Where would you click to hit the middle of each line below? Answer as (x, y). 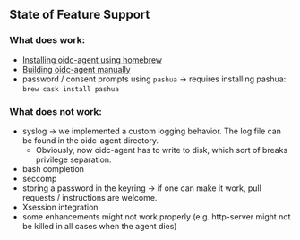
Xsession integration (60, 207)
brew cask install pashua (70, 89)
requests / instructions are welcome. (90, 197)
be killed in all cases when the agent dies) (99, 226)
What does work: (47, 40)
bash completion (53, 168)
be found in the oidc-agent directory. (90, 140)
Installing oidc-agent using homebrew (92, 60)
